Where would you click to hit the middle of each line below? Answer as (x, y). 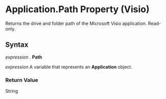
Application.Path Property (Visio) (77, 9)
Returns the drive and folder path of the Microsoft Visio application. (76, 23)
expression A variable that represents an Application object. (69, 67)
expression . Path (24, 57)
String (12, 91)
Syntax (17, 45)
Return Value (22, 80)
